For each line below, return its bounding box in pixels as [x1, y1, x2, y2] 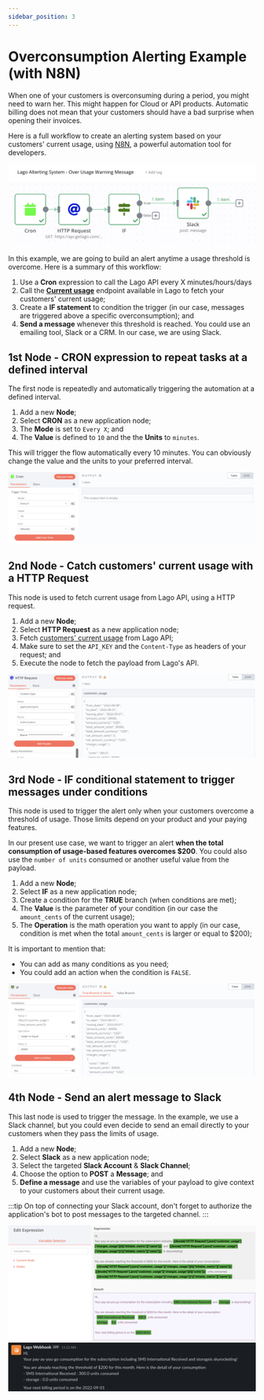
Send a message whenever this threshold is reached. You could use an [19, 319, 251, 329]
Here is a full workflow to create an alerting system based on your [8, 131, 222, 140]
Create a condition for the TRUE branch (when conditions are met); [19, 895, 237, 905]
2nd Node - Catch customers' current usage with [8, 560, 254, 573]
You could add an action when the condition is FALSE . [19, 968, 191, 977]
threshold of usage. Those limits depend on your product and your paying [8, 814, 247, 824]
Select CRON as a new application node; [19, 416, 152, 426]
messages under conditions [8, 785, 148, 799]
